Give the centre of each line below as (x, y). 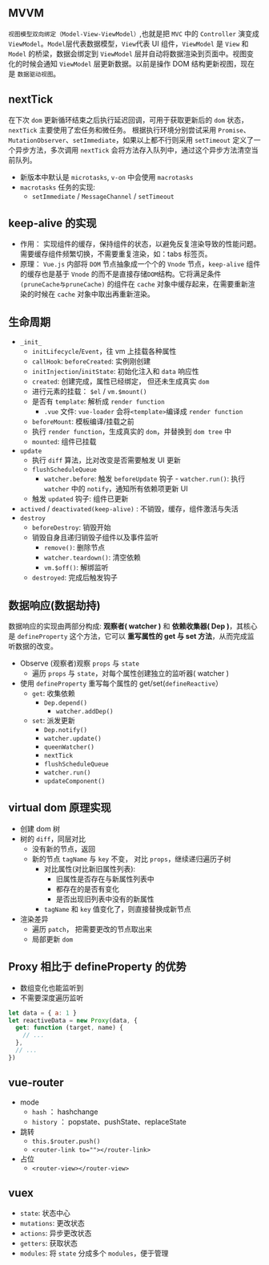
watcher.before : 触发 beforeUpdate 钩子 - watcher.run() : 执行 (145, 479)
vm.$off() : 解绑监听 (76, 567)
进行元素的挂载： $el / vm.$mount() (89, 392)
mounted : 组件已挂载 (64, 441)
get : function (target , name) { (70, 1028)
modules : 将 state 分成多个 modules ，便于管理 (94, 1253)
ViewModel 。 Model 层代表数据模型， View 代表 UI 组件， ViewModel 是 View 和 (128, 43)
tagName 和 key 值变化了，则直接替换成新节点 (117, 909)
